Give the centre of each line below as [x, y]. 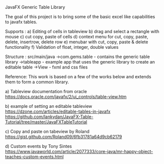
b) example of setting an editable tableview [49, 106]
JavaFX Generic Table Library [35, 7]
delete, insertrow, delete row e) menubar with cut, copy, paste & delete [77, 42]
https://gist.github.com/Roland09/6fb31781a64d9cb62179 [64, 137]
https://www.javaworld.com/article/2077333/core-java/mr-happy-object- [79, 151]
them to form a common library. [37, 82]
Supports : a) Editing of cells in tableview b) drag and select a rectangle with [82, 31]
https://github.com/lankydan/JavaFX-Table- [49, 117]
